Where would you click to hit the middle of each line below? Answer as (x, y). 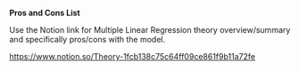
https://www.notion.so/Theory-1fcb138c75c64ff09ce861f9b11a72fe (133, 56)
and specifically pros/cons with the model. (87, 39)
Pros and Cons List (45, 13)
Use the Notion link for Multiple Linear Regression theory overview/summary (150, 30)
